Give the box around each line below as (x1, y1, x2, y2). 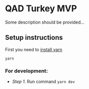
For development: (5, 67, 48, 74)
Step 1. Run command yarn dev (12, 79, 75, 85)
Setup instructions (5, 33, 63, 42)
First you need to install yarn (5, 46, 63, 52)
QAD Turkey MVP (5, 3, 77, 14)
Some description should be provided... (5, 19, 85, 25)
